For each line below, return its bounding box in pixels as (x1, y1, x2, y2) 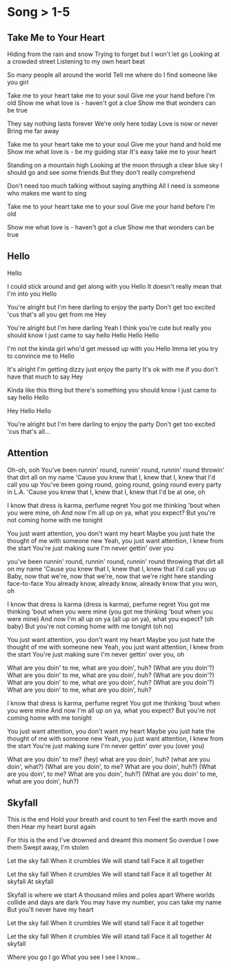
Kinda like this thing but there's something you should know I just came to (7, 386, 217, 394)
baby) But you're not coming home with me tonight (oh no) (7, 622, 174, 630)
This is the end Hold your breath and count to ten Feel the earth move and (7, 815, 217, 824)
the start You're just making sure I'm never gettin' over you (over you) (7, 741, 205, 750)
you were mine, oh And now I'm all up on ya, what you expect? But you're (7, 509, 216, 517)
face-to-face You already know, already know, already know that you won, (7, 579, 219, 587)
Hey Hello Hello (7, 406, 52, 415)
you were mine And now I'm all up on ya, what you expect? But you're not (7, 706, 216, 714)
